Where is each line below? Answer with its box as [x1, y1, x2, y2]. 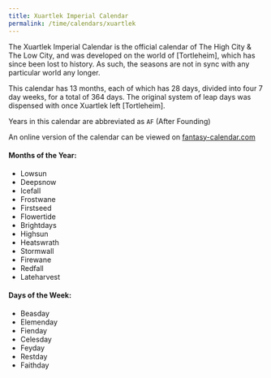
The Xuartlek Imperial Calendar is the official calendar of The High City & [8, 41, 252, 51]
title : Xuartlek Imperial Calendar [8, 11, 129, 20]
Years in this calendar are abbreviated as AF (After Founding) [8, 116, 211, 126]
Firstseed [19, 203, 52, 213]
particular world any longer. [8, 67, 101, 77]
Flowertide [19, 212, 57, 221]
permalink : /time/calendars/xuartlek [8, 19, 136, 28]
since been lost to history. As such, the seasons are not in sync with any [8, 58, 250, 69]
